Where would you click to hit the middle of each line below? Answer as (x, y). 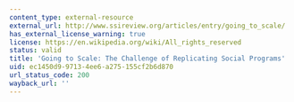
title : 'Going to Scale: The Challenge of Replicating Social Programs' (147, 59)
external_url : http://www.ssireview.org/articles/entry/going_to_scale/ (147, 26)
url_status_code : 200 (50, 75)
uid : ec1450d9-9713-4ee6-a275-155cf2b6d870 (92, 67)
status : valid (36, 51)
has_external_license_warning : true (77, 34)
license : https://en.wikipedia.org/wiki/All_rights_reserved (126, 42)
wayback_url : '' (39, 83)
